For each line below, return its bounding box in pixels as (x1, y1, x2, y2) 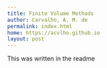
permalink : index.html (7, 23, 72, 30)
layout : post (7, 36, 45, 43)
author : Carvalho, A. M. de (7, 16, 88, 23)
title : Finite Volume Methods (7, 10, 95, 17)
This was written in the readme (7, 54, 95, 63)
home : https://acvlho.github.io (7, 29, 100, 36)
